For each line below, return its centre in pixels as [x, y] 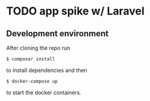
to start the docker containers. [44, 93]
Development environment [58, 34]
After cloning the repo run [38, 48]
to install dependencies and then [47, 70]
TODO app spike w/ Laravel [75, 11]
